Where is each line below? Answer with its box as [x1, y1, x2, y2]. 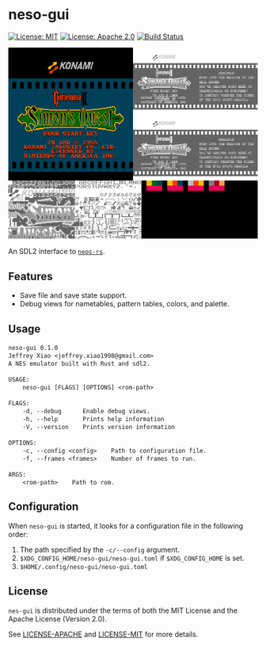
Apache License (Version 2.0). [8, 614, 107, 623]
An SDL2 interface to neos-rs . [8, 247, 105, 256]
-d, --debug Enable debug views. [22, 407, 150, 415]
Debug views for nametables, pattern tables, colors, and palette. [19, 299, 230, 309]
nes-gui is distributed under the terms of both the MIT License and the [8, 606, 238, 615]
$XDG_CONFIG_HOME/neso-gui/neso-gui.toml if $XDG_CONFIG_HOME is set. [19, 553, 245, 563]
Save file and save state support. [19, 291, 127, 300]
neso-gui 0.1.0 [8, 344, 59, 351]
